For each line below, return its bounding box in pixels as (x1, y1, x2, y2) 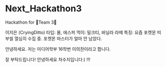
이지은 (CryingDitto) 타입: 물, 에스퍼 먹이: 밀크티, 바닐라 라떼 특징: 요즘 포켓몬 (5, 29, 156, 35)
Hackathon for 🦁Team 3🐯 (5, 19, 57, 25)
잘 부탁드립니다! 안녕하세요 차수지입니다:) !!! (5, 56, 91, 62)
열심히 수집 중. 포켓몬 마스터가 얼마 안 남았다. (14, 35, 102, 41)
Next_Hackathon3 (5, 3, 82, 14)
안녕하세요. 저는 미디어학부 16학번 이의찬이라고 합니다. (5, 46, 111, 52)
